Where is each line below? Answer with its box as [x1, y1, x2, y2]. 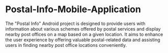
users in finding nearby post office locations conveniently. [5, 42, 127, 48]
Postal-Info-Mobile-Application [5, 4, 141, 15]
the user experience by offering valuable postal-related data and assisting [5, 37, 160, 43]
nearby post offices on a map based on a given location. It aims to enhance [5, 31, 163, 37]
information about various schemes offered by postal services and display [5, 25, 161, 32]
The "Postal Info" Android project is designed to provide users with [5, 20, 146, 26]
